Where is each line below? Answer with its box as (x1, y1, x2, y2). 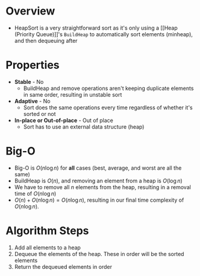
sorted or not (23, 110, 56, 117)
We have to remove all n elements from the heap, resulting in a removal (14, 183, 191, 191)
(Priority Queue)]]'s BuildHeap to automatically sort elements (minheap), (14, 30, 193, 37)
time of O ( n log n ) (14, 190, 57, 197)
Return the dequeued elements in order (14, 263, 113, 270)
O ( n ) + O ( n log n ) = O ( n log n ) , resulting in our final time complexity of (14, 196, 184, 204)
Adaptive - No (14, 97, 51, 104)
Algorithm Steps (5, 224, 89, 237)
